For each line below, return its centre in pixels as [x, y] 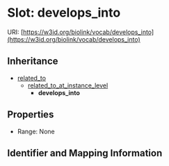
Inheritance [33, 61]
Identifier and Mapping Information [85, 153]
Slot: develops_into [64, 13]
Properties [31, 115]
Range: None [36, 131]
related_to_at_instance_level [68, 85]
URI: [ [15, 32]
